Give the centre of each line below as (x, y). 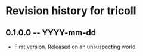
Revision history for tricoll (71, 11)
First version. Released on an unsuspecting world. (76, 47)
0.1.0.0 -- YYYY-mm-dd (51, 33)
